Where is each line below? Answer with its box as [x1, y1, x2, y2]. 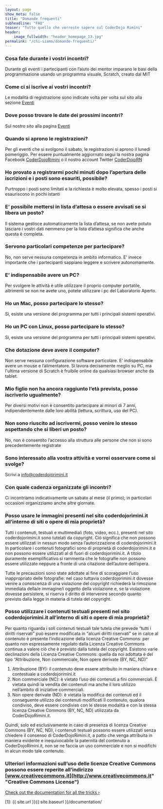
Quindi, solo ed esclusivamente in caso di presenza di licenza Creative [5, 722, 146, 728]
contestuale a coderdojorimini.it [12, 671, 76, 677]
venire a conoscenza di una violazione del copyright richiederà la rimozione [5, 580, 157, 586]
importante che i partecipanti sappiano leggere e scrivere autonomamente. [5, 259, 155, 265]
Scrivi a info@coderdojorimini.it [5, 471, 68, 477]
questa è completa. [5, 231, 44, 237]
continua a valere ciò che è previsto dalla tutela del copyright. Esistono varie [5, 646, 158, 652]
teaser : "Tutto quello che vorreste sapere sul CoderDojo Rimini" [5, 25, 143, 30]
